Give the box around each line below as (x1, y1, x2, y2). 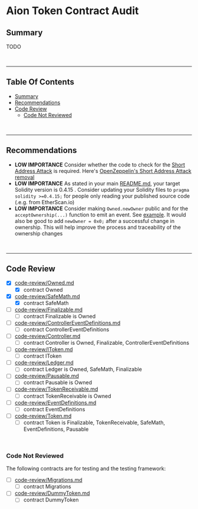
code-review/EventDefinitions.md (14, 399, 97, 406)
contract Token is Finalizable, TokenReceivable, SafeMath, (23, 419, 166, 426)
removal (14, 174, 35, 181)
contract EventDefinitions (23, 405, 85, 412)
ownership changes (14, 229, 63, 237)
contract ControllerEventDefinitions (23, 325, 110, 333)
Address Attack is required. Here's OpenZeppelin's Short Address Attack (14, 167, 192, 174)
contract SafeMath (23, 299, 69, 307)
